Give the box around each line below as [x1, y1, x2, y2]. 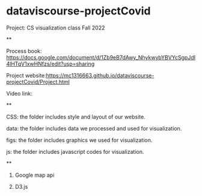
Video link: [6, 90, 32, 97]
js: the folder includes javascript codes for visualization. [6, 148, 144, 155]
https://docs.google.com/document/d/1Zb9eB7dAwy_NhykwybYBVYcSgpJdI [6, 54, 196, 61]
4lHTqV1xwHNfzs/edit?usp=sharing [6, 60, 95, 67]
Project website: [6, 72, 46, 79]
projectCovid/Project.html [6, 78, 70, 85]
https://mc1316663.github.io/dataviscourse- [46, 72, 155, 79]
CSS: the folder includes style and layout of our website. [6, 113, 145, 120]
